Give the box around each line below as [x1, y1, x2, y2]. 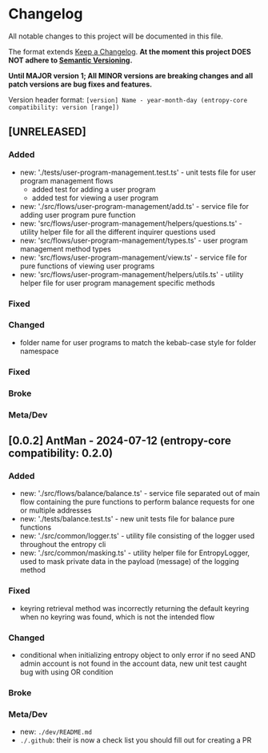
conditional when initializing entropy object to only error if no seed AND [19, 650, 256, 659]
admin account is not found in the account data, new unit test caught [19, 658, 247, 668]
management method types [19, 244, 112, 253]
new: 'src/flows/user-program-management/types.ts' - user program [19, 236, 248, 245]
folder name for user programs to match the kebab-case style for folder [19, 337, 257, 347]
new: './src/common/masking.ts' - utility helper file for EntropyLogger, [19, 548, 250, 558]
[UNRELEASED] [8, 125, 86, 139]
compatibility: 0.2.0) [8, 446, 114, 460]
